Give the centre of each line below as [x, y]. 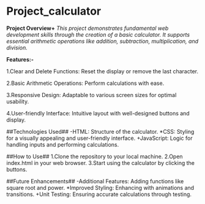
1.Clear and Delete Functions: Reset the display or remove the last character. [102, 71]
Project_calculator [54, 11]
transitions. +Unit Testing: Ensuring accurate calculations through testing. [99, 194]
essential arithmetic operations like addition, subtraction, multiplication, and [102, 41]
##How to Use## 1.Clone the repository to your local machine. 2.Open [95, 156]
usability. [18, 101]
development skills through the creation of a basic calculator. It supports [98, 34]
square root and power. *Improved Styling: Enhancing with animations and [100, 188]
